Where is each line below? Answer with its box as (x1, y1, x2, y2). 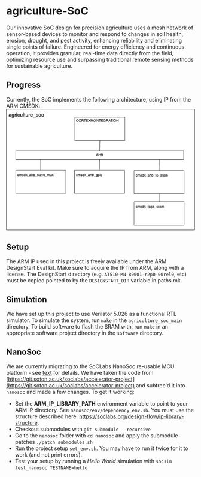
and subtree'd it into (135, 382, 185, 389)
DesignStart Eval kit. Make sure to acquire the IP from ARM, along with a (6, 264, 184, 272)
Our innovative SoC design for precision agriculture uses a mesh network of (6, 24, 193, 31)
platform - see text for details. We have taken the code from (6, 369, 154, 377)
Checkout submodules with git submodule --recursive (14, 425, 151, 433)
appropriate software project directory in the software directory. (6, 329, 163, 337)
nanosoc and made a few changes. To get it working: (6, 389, 135, 396)
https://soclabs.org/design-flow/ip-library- (79, 413, 184, 420)
